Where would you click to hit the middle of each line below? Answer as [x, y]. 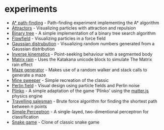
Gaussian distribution [33, 49]
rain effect [22, 65]
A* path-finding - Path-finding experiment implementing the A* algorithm [85, 23]
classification [25, 117]
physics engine [27, 96]
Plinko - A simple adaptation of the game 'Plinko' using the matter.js [80, 91]
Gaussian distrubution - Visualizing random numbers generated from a [83, 43]
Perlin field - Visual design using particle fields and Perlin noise [76, 85]
